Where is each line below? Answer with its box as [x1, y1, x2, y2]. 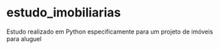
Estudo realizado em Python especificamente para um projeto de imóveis [6, 27, 213, 36]
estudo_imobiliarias [6, 5, 121, 21]
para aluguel [6, 34, 42, 42]
